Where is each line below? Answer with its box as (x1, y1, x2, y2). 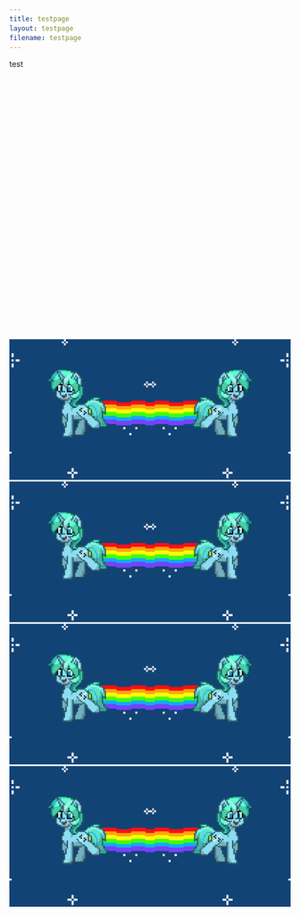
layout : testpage (9, 23, 74, 33)
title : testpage (9, 14, 70, 23)
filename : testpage (9, 33, 82, 42)
